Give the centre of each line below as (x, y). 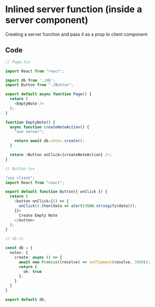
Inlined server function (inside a (74, 9)
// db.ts (14, 239)
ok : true (33, 271)
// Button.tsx (20, 169)
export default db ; (26, 299)
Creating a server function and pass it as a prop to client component (76, 34)
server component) (47, 20)
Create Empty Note (38, 215)
